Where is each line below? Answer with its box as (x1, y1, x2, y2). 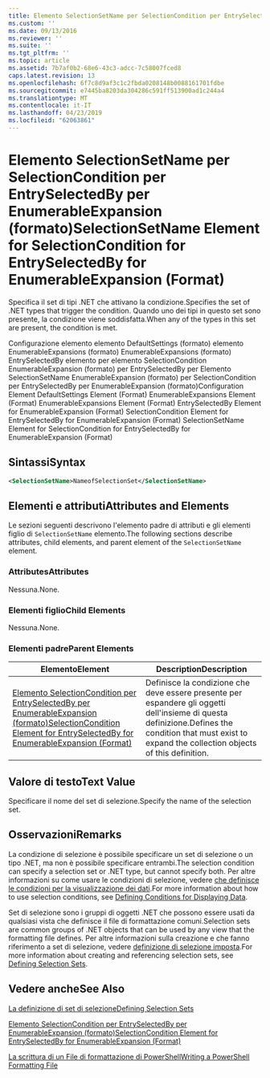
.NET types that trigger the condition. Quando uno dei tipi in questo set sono (8, 305, 261, 315)
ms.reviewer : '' (8, 34, 63, 43)
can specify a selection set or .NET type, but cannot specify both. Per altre (8, 866, 256, 876)
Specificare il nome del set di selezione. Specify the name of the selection (8, 797, 252, 806)
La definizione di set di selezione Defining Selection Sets (8, 1003, 194, 1013)
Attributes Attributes (8, 566, 89, 577)
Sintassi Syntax (8, 456, 86, 469)
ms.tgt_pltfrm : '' (8, 49, 70, 57)
